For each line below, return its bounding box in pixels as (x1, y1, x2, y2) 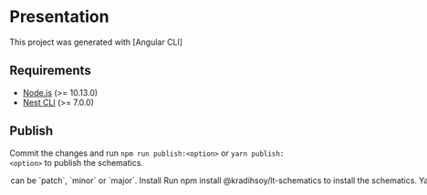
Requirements (9, 63, 91, 78)
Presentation (9, 6, 109, 27)
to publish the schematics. (44, 157, 144, 168)
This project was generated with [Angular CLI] (9, 36, 183, 47)
